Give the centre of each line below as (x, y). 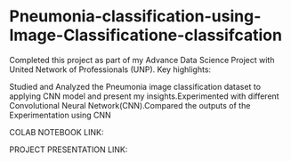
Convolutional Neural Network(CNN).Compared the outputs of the (130, 105)
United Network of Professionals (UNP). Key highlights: (110, 69)
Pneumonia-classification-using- (135, 16)
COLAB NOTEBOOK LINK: (57, 132)
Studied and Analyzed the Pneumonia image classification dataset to (135, 86)
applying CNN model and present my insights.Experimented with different (144, 96)
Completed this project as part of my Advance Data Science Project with (142, 60)
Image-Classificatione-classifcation (146, 35)
